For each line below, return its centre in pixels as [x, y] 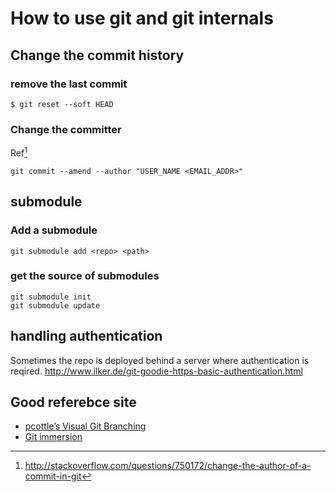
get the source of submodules [85, 276]
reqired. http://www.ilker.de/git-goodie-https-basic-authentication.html [156, 371]
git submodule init [51, 297]
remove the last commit [69, 84]
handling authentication [86, 336]
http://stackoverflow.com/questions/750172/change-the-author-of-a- [168, 466]
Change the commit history [97, 55]
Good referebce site [73, 402]
